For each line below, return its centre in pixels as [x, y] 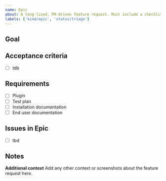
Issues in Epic [27, 129]
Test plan [21, 101]
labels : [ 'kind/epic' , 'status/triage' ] [47, 19]
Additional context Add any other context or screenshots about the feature [82, 168]
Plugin [19, 96]
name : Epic [16, 10]
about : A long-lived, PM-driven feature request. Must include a [74, 14]
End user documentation [37, 113]
